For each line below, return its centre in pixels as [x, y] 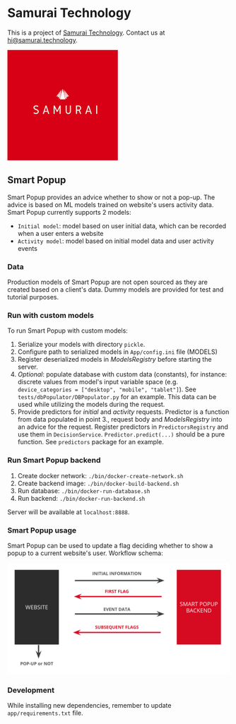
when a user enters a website [60, 233]
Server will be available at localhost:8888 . [69, 512]
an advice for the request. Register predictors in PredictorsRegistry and [123, 427]
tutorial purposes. [33, 297]
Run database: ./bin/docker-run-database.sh [84, 491]
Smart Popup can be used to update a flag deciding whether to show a [110, 545]
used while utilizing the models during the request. [91, 405]
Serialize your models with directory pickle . [81, 345]
